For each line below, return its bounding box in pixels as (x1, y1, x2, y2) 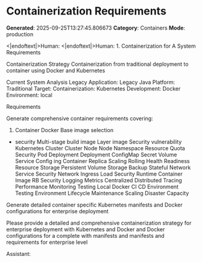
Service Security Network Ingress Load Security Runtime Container (14, 170, 183, 177)
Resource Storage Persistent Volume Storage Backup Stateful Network (14, 164, 191, 171)
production (6, 30, 34, 37)
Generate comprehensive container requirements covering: (6, 115, 154, 122)
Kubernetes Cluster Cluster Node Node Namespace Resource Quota (14, 144, 185, 152)
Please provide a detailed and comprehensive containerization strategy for (6, 219, 192, 226)
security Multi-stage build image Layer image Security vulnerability (14, 138, 182, 145)
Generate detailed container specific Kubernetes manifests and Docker (6, 201, 183, 208)
